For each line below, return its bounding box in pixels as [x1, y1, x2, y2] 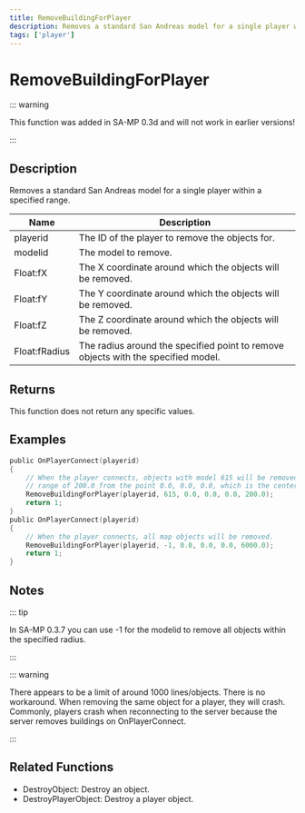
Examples [9, 432, 66, 448]
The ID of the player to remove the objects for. [78, 232, 275, 244]
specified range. [9, 194, 71, 205]
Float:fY [14, 292, 48, 305]
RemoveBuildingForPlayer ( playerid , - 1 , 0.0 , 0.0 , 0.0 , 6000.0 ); [25, 540, 274, 550]
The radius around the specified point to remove [78, 340, 284, 352]
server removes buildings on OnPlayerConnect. [9, 715, 186, 727]
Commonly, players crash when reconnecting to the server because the [9, 706, 278, 717]
